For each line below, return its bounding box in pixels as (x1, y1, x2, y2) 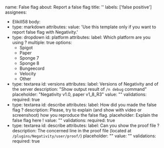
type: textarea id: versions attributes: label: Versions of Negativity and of (12, 81, 159, 87)
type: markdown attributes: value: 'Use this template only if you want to (12, 24, 157, 30)
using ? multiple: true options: (12, 40, 72, 45)
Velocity (19, 71, 36, 76)
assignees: (5, 9, 27, 15)
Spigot (19, 45, 33, 50)
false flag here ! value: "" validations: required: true (12, 117, 115, 123)
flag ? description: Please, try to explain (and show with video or (12, 107, 142, 113)
